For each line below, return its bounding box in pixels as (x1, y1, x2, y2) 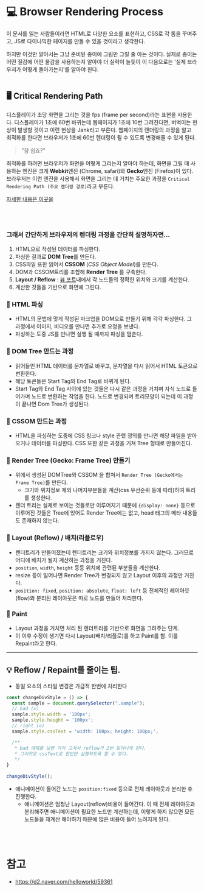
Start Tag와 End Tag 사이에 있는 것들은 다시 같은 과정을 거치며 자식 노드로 (15, 385, 191, 392)
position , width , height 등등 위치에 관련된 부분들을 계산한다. (15, 564, 161, 571)
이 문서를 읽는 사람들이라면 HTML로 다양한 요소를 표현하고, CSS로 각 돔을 (6, 30, 181, 37)
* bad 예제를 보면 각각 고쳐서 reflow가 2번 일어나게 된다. (14, 745, 147, 751)
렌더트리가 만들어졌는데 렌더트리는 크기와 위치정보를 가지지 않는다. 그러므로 (15, 549, 194, 556)
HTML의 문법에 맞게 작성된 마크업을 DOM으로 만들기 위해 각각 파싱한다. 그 (15, 315, 192, 323)
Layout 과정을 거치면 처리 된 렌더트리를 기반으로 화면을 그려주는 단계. (15, 624, 180, 632)
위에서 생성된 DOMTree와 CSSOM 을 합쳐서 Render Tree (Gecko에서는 (15, 471, 183, 479)
